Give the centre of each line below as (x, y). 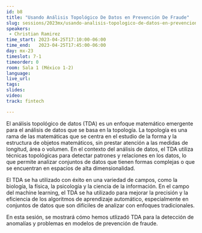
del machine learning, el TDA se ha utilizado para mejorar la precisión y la (97, 192)
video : (14, 95)
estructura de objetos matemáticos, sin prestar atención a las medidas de (97, 142)
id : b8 (14, 12)
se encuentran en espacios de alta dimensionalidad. (71, 168)
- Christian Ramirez (35, 34)
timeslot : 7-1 (24, 56)
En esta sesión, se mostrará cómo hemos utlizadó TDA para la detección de (100, 217)
